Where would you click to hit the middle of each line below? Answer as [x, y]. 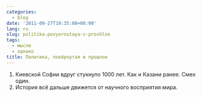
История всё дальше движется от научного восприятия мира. [96, 87]
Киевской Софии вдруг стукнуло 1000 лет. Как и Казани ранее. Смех [105, 74]
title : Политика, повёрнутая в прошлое [57, 57]
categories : [21, 12]
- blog [20, 18]
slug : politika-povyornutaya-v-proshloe [59, 35]
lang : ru [17, 29]
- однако [23, 52]
